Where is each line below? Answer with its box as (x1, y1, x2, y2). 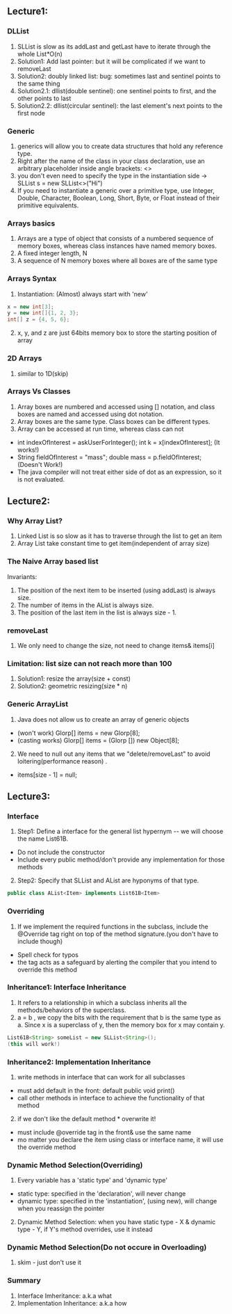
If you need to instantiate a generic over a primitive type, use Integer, (17, 186, 215, 194)
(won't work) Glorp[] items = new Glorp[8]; (17, 729, 140, 737)
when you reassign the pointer (17, 1204, 105, 1213)
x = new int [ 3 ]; (7, 303, 54, 310)
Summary (7, 1276, 42, 1285)
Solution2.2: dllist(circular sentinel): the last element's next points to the (17, 101, 223, 110)
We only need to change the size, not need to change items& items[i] (17, 642, 215, 650)
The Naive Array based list (7, 557, 99, 567)
